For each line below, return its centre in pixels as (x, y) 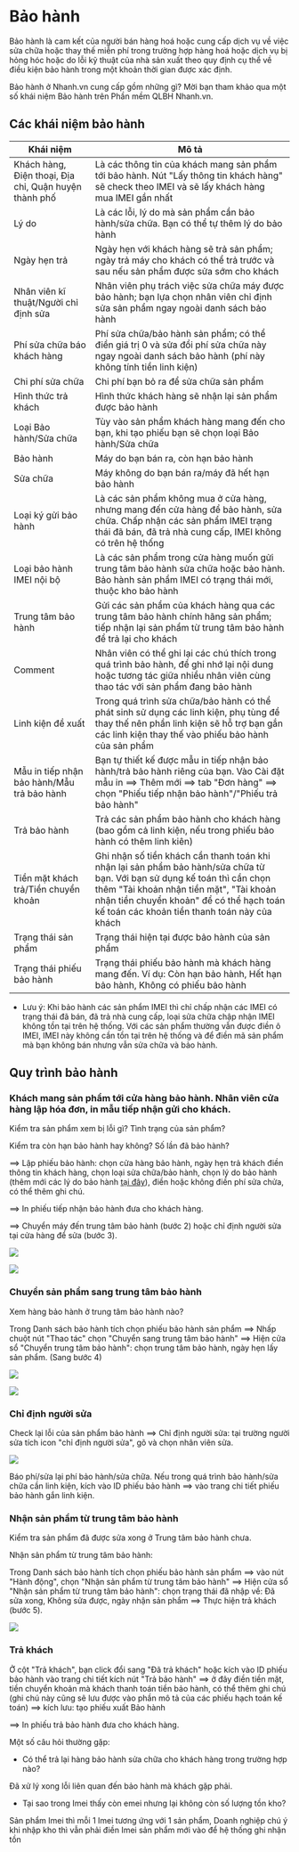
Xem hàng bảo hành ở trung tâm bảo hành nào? (97, 1311)
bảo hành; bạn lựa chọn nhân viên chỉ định (184, 297)
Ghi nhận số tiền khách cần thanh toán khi (182, 855)
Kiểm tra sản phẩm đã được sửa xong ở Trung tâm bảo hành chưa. (130, 1538)
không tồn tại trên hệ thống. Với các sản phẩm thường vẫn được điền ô (151, 1025)
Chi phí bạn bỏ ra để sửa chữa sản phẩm (179, 381)
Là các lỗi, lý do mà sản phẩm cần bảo (175, 212)
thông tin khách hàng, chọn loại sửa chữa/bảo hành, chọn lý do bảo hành (143, 1172)
